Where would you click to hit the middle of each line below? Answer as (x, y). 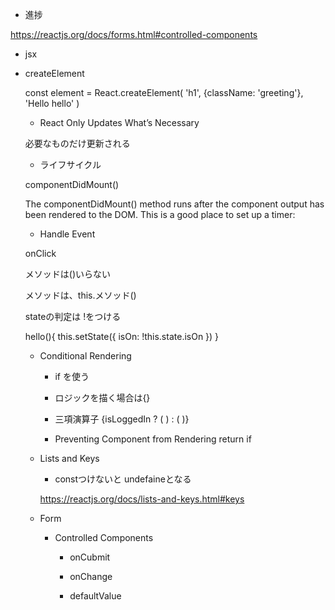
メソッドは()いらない (68, 274)
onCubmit (90, 557)
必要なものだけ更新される (77, 143)
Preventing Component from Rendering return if (153, 439)
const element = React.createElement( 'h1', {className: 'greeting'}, (164, 92)
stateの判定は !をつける (73, 316)
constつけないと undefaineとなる (123, 479)
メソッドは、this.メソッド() (80, 295)
